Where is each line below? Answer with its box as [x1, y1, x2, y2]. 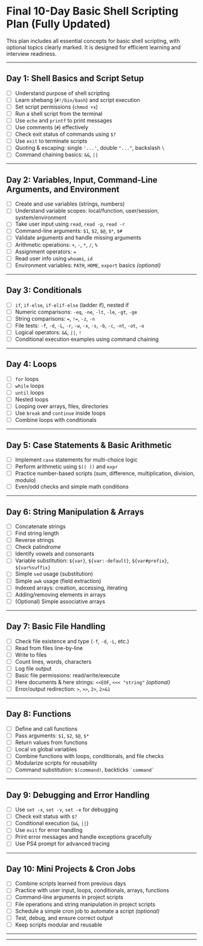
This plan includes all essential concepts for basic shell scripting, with [6, 37, 180, 44]
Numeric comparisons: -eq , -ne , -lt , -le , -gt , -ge [14, 308, 138, 315]
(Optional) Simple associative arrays [14, 597, 106, 605]
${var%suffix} [14, 565, 51, 571]
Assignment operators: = [14, 247, 77, 255]
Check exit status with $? [14, 813, 77, 820]
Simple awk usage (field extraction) [14, 577, 101, 585]
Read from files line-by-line [14, 644, 83, 651]
